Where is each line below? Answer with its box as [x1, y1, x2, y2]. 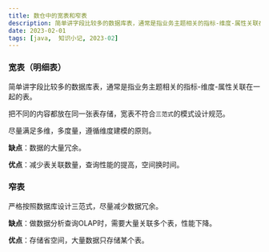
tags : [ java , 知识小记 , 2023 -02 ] [8, 34, 118, 42]
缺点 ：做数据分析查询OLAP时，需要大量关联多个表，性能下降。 [8, 218, 217, 228]
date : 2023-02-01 [8, 26, 66, 34]
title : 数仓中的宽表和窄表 [8, 11, 88, 20]
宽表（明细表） [8, 62, 66, 73]
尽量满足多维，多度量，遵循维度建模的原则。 [8, 126, 156, 135]
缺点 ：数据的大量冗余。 [8, 142, 86, 152]
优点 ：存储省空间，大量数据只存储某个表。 [8, 235, 149, 245]
